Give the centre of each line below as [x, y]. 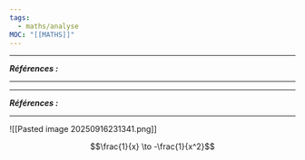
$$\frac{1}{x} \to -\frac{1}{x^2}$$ [152, 146]
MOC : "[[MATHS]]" [42, 34]
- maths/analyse [48, 26]
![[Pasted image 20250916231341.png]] [83, 129]
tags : [20, 18]
